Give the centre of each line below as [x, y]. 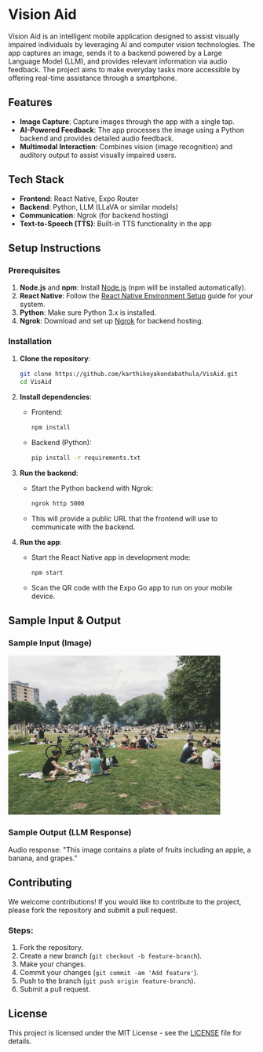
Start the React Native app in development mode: [111, 557]
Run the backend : [49, 473]
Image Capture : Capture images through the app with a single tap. [127, 121]
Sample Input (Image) [50, 643]
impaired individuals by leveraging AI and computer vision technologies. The [131, 44]
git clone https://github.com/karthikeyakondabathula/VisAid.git [128, 374]
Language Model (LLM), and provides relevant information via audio [118, 61]
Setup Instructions [55, 248]
